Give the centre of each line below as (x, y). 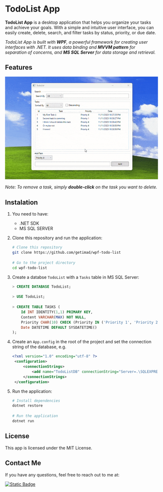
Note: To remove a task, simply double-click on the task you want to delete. (81, 187)
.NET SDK (29, 223)
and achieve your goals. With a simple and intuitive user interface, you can (80, 27)
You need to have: (30, 214)
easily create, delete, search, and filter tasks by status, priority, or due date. (81, 32)
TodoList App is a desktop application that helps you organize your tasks (78, 22)
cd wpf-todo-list (30, 268)
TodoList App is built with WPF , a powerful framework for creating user (76, 42)
